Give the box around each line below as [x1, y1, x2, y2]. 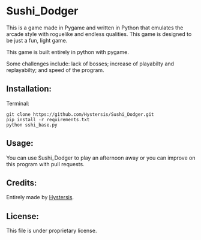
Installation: [6, 84, 52, 94]
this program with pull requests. [6, 160, 85, 167]
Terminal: [6, 100, 29, 107]
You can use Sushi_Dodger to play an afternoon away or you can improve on [6, 154, 196, 161]
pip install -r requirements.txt [6, 116, 90, 122]
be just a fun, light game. [6, 37, 68, 44]
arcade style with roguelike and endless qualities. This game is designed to [6, 30, 192, 37]
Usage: [6, 138, 34, 148]
